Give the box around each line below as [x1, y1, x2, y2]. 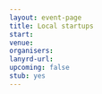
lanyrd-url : [9, 55, 54, 64]
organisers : [9, 47, 54, 56]
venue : [9, 38, 34, 47]
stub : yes [9, 72, 47, 81]
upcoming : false [9, 64, 70, 73]
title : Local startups [9, 21, 94, 30]
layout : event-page [9, 13, 82, 22]
